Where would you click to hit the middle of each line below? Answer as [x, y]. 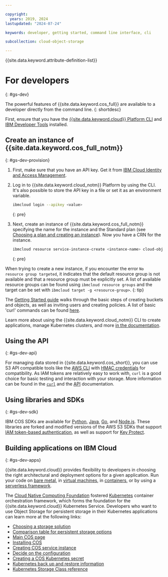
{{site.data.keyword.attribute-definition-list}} [51, 60]
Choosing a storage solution [42, 526]
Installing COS [27, 542]
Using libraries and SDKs [45, 400]
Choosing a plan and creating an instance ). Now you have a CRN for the [87, 235]
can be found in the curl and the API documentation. [60, 384]
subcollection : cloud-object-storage [45, 42]
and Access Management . [39, 175]
